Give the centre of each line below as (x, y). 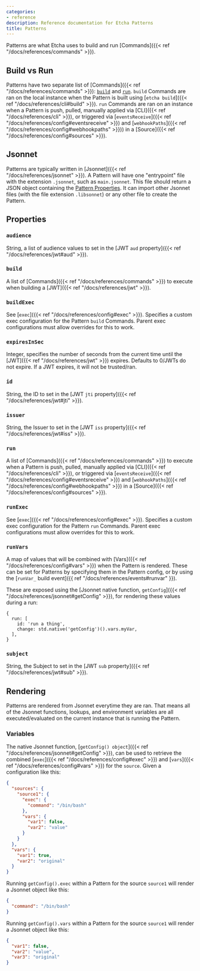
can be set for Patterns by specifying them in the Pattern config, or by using (100, 572)
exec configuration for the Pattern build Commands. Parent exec (86, 321)
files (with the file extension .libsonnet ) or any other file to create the (92, 194)
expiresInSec (25, 342)
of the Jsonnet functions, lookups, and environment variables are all (90, 712)
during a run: (22, 602)
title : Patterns (26, 28)
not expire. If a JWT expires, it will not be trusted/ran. (72, 367)
